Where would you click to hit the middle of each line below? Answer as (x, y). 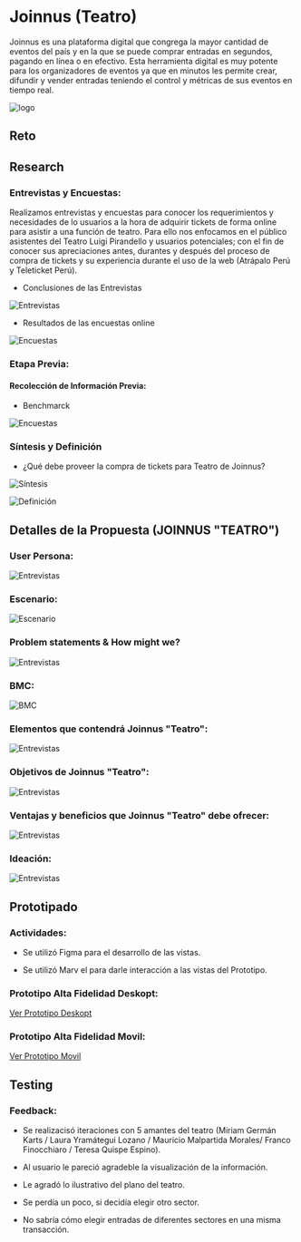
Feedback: (33, 1111)
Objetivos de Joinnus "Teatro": (79, 772)
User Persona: (42, 556)
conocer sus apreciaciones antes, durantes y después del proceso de (140, 251)
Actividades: (38, 933)
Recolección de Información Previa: (78, 385)
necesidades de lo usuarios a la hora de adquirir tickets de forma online (143, 222)
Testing (31, 1085)
